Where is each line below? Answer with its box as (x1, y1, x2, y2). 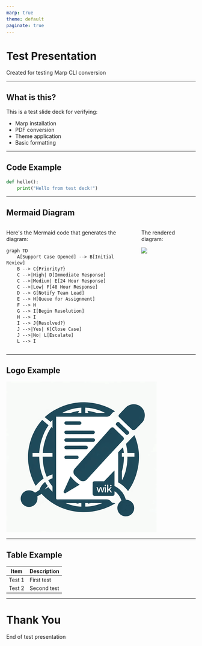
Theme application (14, 133, 62, 140)
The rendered (141, 229, 176, 236)
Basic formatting (14, 139, 56, 146)
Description (29, 567, 60, 575)
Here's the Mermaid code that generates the (6, 229, 116, 236)
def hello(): (6, 178, 39, 185)
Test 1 (8, 576, 25, 583)
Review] (6, 260, 26, 266)
